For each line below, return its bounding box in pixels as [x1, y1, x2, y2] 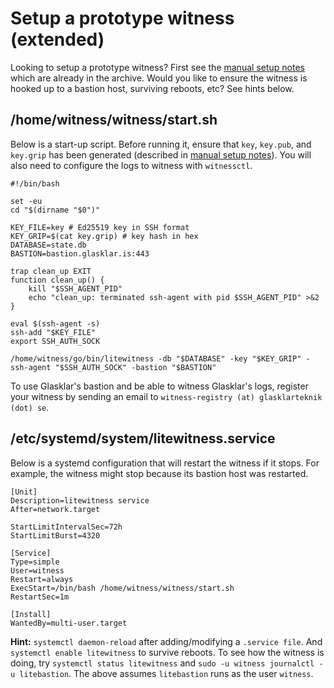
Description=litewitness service [10, 495, 150, 506]
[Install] [10, 609, 52, 619]
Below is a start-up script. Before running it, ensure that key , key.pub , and [10, 138, 312, 150]
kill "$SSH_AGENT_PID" [28, 283, 123, 294]
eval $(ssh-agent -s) [10, 318, 101, 329]
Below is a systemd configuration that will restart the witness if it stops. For [10, 457, 320, 469]
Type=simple [10, 557, 60, 567]
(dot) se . [10, 401, 50, 413]
